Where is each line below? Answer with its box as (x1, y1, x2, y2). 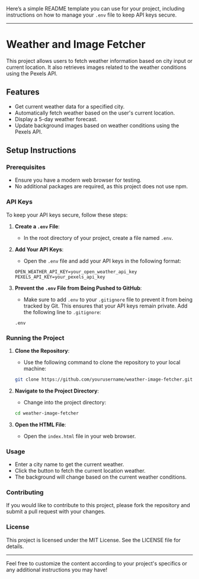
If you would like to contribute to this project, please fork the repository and (6, 502, 191, 509)
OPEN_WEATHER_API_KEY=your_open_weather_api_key (14, 268, 137, 275)
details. (6, 543, 24, 550)
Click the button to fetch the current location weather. (14, 467, 146, 474)
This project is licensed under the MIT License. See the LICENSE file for (6, 536, 181, 543)
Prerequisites (6, 163, 46, 172)
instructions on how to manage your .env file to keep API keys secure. (6, 11, 177, 18)
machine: (23, 365, 46, 372)
